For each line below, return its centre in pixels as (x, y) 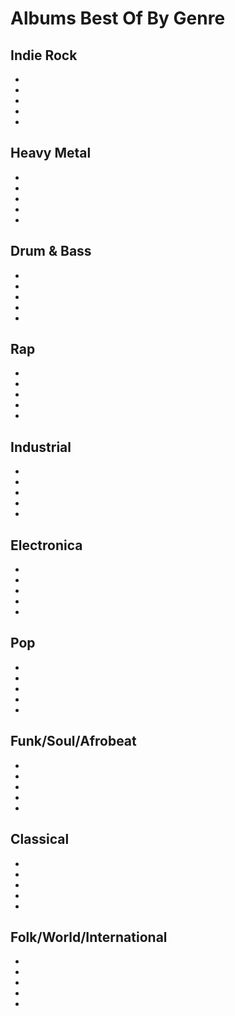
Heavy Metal (51, 153)
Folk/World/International (89, 937)
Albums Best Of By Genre (118, 18)
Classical (40, 839)
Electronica (46, 545)
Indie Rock (44, 55)
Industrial (41, 447)
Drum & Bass (51, 251)
